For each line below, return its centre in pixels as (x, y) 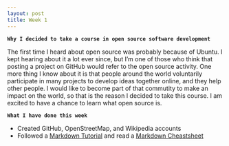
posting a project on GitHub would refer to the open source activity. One (109, 66)
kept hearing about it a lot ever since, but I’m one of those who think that (110, 59)
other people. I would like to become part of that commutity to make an (108, 88)
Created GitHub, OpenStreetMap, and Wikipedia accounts (99, 128)
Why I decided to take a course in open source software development (109, 39)
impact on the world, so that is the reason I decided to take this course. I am (115, 95)
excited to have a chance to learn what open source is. (85, 103)
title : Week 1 (28, 20)
